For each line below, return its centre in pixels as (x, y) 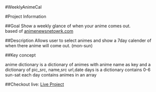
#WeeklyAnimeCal (23, 7)
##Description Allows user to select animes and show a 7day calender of (78, 40)
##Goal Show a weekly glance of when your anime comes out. (68, 26)
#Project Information (26, 16)
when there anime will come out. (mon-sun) (49, 46)
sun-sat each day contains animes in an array (51, 75)
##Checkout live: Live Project (35, 84)
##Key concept (20, 55)
